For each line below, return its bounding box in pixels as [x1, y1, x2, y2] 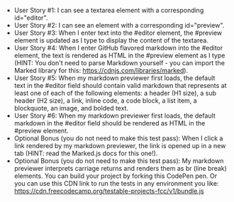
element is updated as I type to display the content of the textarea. [13, 36, 209, 45]
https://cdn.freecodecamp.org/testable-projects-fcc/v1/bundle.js [13, 187, 204, 195]
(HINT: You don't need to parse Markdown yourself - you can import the [13, 59, 225, 67]
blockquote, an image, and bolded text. [13, 104, 129, 112]
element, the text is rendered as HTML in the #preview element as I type [13, 51, 225, 60]
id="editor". [13, 13, 48, 22]
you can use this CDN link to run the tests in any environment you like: [13, 179, 219, 187]
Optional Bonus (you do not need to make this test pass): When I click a [13, 134, 223, 142]
